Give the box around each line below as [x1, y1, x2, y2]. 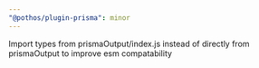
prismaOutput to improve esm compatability [8, 47, 173, 59]
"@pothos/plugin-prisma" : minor [8, 13, 130, 23]
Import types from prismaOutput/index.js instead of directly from [8, 38, 250, 49]
